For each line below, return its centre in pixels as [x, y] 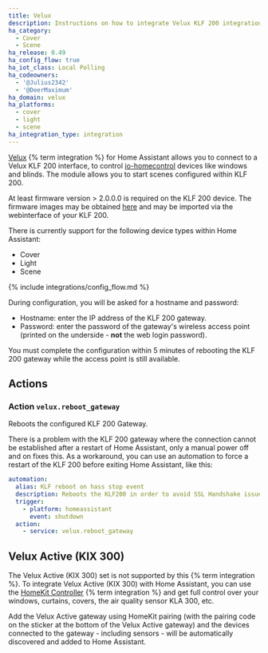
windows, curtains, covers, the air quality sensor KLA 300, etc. [111, 601]
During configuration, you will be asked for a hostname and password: [124, 302]
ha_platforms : [32, 105]
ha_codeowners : [33, 75]
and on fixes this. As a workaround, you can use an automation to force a [128, 457]
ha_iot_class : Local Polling [57, 68]
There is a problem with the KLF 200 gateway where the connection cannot [132, 439]
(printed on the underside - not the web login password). [113, 334]
